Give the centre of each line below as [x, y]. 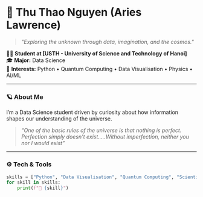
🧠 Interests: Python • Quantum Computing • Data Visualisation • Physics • [100, 69]
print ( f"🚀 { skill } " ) [43, 188]
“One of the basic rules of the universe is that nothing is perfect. [101, 130]
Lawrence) [34, 25]
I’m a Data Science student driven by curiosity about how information [92, 112]
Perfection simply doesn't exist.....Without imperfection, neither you [105, 137]
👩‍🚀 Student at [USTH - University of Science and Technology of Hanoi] [97, 53]
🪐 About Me [25, 97]
